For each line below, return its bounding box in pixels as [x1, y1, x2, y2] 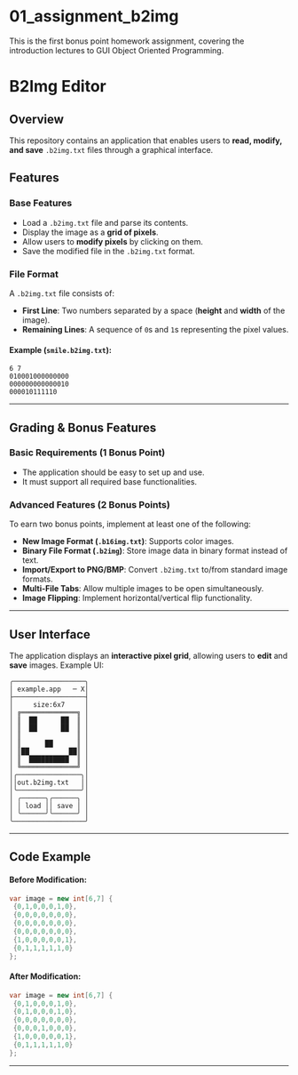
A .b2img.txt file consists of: [9, 287, 115, 299]
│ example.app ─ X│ [9, 685, 90, 694]
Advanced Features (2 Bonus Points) [9, 498, 170, 510]
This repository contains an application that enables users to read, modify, [9, 135, 282, 146]
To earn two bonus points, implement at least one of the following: [9, 518, 251, 530]
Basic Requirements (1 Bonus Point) [9, 446, 166, 459]
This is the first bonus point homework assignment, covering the [9, 36, 245, 46]
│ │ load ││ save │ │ [9, 801, 90, 810]
